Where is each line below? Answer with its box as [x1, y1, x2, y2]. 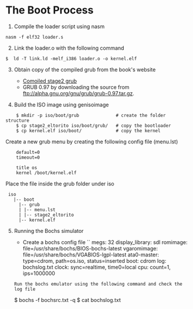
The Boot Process [5, 4, 94, 17]
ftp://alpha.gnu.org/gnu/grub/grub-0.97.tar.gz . [22, 90, 134, 97]
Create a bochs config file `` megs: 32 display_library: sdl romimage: [22, 238, 188, 246]
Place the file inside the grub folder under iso [5, 180, 115, 187]
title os [16, 164, 38, 170]
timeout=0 [16, 154, 40, 160]
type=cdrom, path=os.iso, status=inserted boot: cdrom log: [22, 257, 167, 264]
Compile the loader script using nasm [13, 23, 105, 30]
